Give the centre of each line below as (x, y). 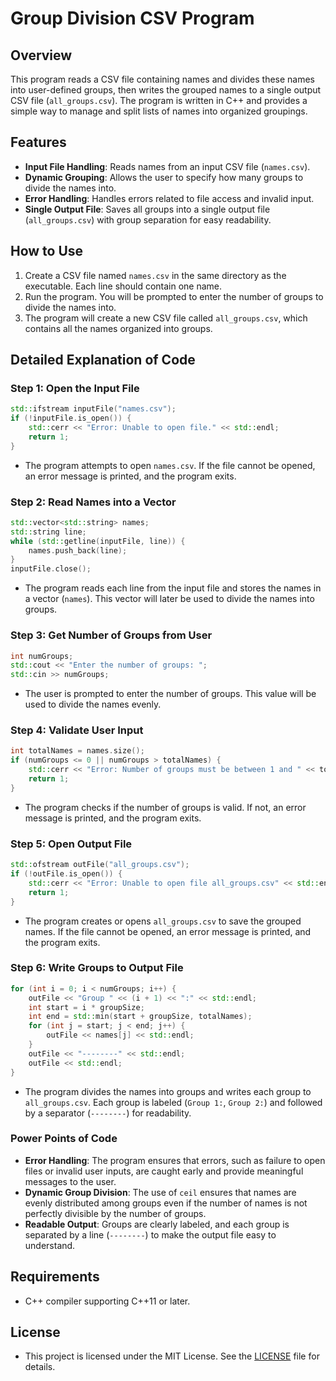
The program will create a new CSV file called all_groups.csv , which (166, 318)
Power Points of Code (64, 1139)
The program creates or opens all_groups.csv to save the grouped (163, 921)
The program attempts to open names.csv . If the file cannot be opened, (170, 465)
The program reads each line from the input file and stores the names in (173, 588)
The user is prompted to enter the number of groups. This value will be (170, 694)
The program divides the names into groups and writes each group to (168, 1091)
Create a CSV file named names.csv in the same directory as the (155, 275)
